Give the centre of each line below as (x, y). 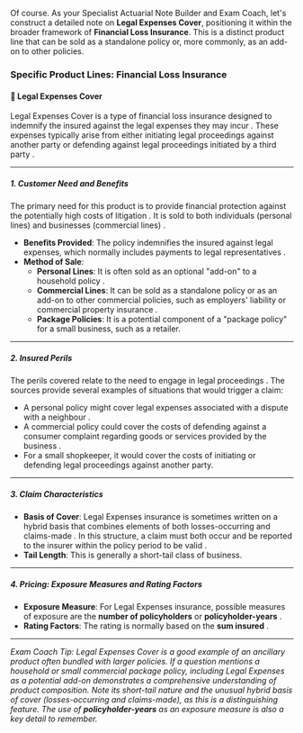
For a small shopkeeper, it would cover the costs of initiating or (139, 456)
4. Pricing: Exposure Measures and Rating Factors (107, 584)
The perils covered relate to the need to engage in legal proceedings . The (148, 381)
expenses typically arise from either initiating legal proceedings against (142, 135)
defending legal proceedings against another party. (118, 465)
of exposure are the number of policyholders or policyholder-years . (152, 616)
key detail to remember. (54, 719)
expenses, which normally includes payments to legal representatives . (155, 252)
